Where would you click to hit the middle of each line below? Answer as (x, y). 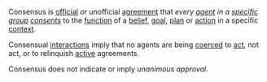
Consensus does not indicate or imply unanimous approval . (109, 69)
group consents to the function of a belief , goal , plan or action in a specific (133, 20)
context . (22, 29)
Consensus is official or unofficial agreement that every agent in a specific (133, 12)
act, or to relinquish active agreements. (74, 53)
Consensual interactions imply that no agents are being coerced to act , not (133, 45)
